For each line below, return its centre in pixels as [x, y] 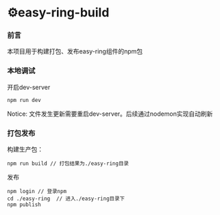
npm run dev [24, 100]
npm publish [24, 205]
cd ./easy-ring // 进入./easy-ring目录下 [66, 199]
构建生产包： [25, 149]
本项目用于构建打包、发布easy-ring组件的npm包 [75, 51]
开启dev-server [29, 87]
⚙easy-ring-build [58, 13]
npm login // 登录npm [37, 192]
